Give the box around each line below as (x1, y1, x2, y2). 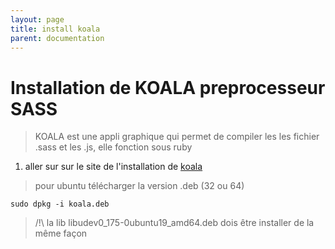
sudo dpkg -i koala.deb (10, 199, 110, 210)
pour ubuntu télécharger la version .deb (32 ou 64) (34, 180, 245, 192)
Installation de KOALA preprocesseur (10, 76, 326, 99)
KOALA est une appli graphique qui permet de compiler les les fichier (34, 131, 320, 143)
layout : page (10, 14, 65, 25)
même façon (34, 227, 88, 240)
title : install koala (10, 24, 101, 34)
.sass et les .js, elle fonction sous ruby (34, 141, 193, 153)
